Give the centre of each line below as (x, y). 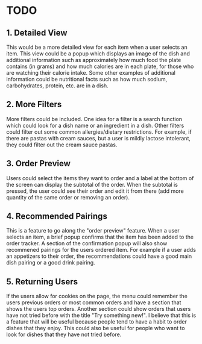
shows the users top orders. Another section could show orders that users (99, 309)
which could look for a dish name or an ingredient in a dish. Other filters (95, 125)
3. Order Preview (39, 164)
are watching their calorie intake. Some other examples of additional (91, 73)
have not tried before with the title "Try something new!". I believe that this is (101, 315)
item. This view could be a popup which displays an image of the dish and (98, 54)
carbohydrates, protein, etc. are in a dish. (57, 86)
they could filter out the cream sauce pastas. (62, 145)
